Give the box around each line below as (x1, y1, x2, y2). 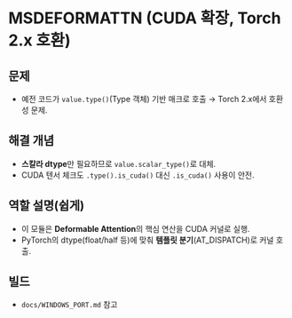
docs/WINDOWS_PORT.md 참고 (20, 299, 118, 310)
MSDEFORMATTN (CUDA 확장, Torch (8, 8, 281, 28)
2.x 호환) (8, 30, 71, 51)
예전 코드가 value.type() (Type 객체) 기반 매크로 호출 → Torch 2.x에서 (20, 94, 267, 104)
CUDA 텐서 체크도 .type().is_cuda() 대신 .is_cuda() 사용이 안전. (20, 170, 255, 180)
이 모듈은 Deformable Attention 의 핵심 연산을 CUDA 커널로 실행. (20, 223, 250, 234)
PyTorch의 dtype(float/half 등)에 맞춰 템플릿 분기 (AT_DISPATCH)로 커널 (20, 235, 274, 245)
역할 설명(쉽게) (8, 198, 85, 213)
